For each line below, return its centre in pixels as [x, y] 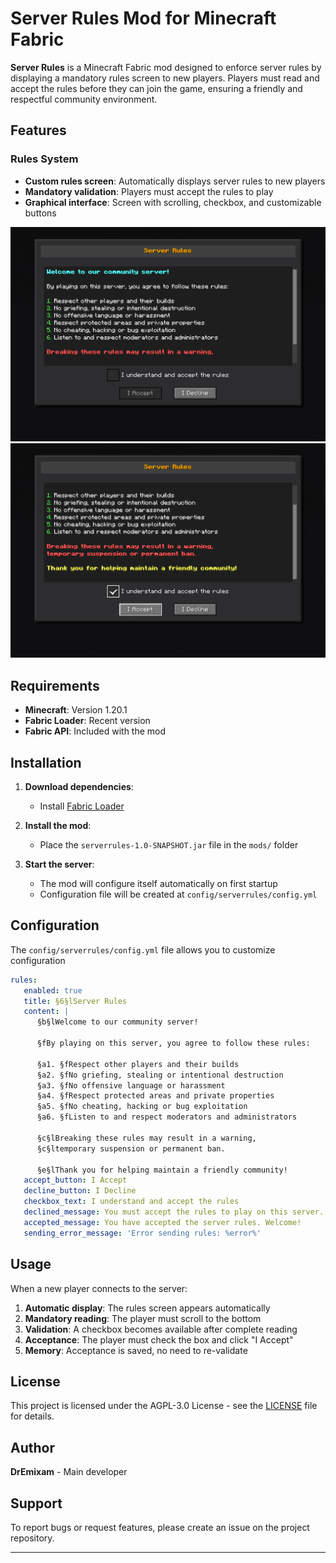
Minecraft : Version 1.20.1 [76, 710]
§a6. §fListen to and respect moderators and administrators [167, 1117]
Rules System [44, 159]
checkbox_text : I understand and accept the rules [131, 1202]
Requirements [55, 685]
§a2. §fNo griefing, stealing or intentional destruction [160, 1075]
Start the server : [59, 864]
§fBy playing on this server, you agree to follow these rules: [173, 1043]
